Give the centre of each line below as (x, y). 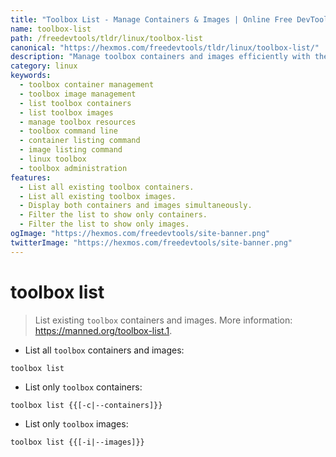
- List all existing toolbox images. (98, 196)
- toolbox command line (68, 131)
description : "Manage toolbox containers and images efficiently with (160, 57)
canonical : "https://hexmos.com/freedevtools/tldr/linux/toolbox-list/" (165, 47)
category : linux (44, 66)
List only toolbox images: (76, 423)
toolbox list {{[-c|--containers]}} (86, 405)
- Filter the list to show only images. (104, 224)
